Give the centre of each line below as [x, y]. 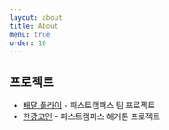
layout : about [36, 18]
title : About [34, 26]
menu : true [30, 34]
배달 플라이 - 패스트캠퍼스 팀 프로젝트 [89, 106]
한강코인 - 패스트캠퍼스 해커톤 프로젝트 [91, 116]
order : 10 [28, 43]
